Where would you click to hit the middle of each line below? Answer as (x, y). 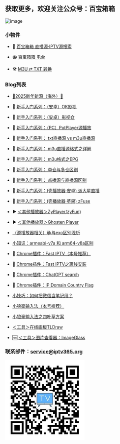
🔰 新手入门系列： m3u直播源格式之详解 (52, 149)
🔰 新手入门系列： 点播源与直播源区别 (49, 180)
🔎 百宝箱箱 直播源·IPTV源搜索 (42, 46)
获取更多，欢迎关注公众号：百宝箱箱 (60, 9)
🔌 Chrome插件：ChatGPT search (45, 275)
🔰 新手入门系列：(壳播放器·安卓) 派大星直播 (56, 191)
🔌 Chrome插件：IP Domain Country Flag (53, 285)
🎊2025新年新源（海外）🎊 (38, 96)
